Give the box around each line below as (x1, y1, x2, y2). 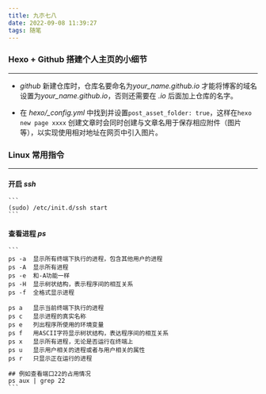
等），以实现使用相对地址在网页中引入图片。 (19, 128, 162, 137)
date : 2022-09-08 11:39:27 (8, 19, 97, 27)
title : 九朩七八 (8, 11, 57, 20)
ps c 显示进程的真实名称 (8, 312, 87, 321)
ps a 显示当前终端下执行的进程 (8, 304, 104, 312)
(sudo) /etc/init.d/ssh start (8, 204, 108, 212)
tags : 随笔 (8, 26, 42, 34)
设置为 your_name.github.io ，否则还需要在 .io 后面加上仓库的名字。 (19, 90, 237, 100)
